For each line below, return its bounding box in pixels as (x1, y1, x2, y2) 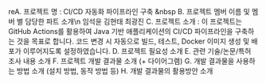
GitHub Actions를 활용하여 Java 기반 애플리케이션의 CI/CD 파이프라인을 (8, 27, 233, 36)
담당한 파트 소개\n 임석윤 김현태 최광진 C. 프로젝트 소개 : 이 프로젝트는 (25, 17, 243, 26)
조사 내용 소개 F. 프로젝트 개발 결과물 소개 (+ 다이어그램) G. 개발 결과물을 (8, 56, 235, 66)
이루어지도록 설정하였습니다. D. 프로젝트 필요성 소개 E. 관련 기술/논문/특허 (22, 47, 252, 55)
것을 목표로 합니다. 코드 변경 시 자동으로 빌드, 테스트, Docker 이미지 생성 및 (16, 36, 250, 46)
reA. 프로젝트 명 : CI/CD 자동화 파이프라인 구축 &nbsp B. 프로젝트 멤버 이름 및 (8, 7, 251, 16)
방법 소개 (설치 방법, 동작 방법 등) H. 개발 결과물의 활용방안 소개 (16, 66, 213, 75)
